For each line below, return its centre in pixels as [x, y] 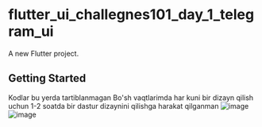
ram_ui [31, 31]
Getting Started [47, 78]
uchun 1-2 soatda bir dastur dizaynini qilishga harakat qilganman [114, 106]
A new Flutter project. [44, 53]
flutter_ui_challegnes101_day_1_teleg [131, 15]
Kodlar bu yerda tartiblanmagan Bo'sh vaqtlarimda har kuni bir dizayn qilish [131, 98]
